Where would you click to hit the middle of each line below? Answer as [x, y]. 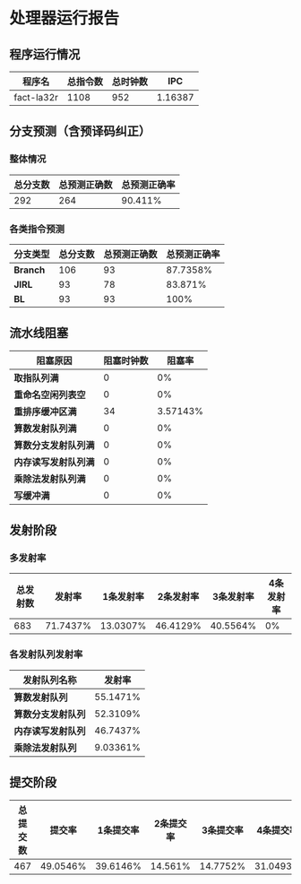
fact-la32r [36, 97]
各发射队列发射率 [46, 654]
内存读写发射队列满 [55, 462]
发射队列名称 [50, 680]
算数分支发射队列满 [55, 445]
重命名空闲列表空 [50, 394]
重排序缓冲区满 [46, 412]
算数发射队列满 [46, 429]
